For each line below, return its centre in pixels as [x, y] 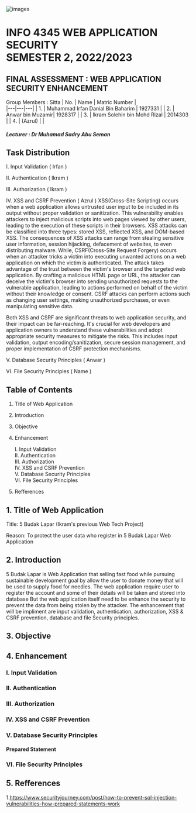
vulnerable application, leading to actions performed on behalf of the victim [97, 288]
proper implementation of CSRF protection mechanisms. [74, 349]
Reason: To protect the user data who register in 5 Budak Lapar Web [89, 536]
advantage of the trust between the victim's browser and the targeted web [96, 269]
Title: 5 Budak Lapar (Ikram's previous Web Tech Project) [75, 524]
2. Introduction [34, 560]
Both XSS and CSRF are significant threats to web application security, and [96, 318]
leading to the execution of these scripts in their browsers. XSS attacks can [97, 226]
